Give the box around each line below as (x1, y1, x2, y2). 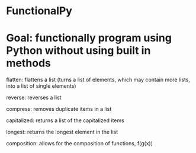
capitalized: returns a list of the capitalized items (6, 117, 124, 124)
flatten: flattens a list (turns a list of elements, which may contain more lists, (6, 76, 191, 84)
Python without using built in (6, 44, 151, 58)
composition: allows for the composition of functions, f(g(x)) (6, 140, 153, 147)
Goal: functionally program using (6, 31, 172, 45)
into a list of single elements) (6, 82, 76, 90)
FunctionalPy (6, 4, 73, 18)
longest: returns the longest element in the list (6, 129, 118, 136)
